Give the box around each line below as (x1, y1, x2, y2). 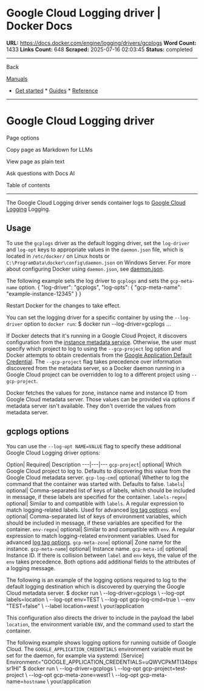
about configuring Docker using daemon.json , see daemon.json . (6, 265, 165, 273)
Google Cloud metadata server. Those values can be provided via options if (6, 395, 195, 403)
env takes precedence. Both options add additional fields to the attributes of (6, 558, 196, 565)
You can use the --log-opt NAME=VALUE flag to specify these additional (6, 442, 182, 449)
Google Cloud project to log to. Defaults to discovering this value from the (6, 467, 191, 474)
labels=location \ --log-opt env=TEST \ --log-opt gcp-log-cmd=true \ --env (6, 595, 195, 603)
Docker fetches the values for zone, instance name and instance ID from (6, 389, 188, 396)
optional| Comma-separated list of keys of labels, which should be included (6, 487, 195, 494)
